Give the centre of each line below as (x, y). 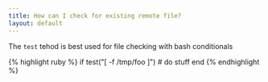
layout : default (35, 23)
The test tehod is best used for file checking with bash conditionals (121, 46)
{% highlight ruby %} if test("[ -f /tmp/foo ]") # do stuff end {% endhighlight (134, 62)
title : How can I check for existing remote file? (95, 16)
